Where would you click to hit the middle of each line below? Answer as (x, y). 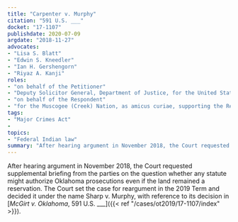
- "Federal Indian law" (42, 139)
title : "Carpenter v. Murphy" (52, 14)
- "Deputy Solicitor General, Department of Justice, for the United (112, 93)
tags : (15, 113)
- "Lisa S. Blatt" (34, 54)
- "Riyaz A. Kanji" (36, 73)
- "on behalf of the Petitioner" (57, 87)
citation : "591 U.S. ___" (45, 21)
